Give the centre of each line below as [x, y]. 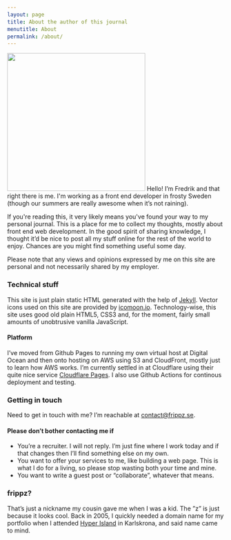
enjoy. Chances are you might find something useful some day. [97, 246]
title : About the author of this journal [68, 22]
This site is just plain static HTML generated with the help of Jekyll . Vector [113, 299]
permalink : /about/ [35, 37]
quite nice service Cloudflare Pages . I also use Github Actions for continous [114, 374]
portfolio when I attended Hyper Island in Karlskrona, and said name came [112, 523]
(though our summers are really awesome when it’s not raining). [98, 203]
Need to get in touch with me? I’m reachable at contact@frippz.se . [101, 415]
